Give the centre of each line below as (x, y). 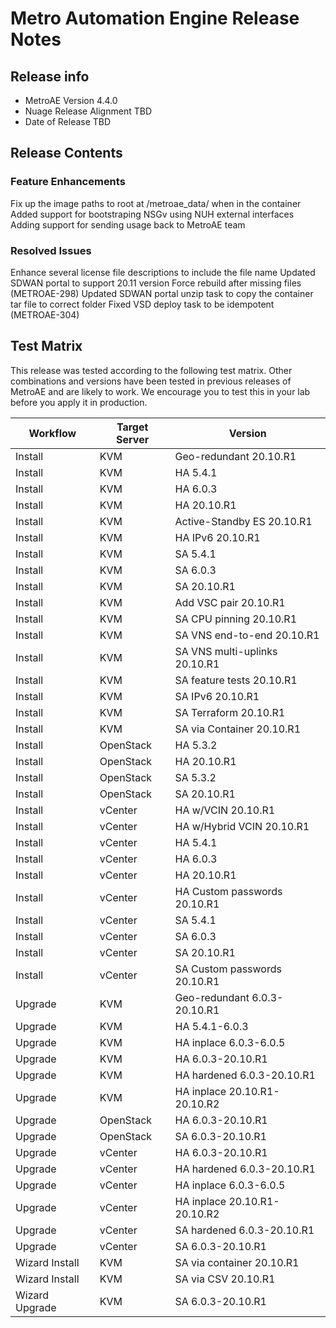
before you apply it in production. (79, 402)
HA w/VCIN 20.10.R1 (225, 810)
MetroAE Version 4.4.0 (71, 100)
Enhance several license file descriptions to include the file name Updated (163, 272)
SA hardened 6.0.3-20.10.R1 (244, 1230)
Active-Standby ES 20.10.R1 (243, 521)
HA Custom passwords (228, 891)
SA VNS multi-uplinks (226, 651)
